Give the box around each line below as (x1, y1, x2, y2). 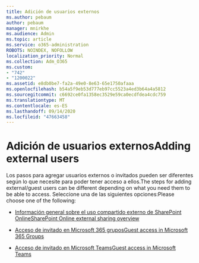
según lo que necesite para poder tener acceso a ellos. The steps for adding (6, 178, 192, 185)
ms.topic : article (6, 36, 52, 42)
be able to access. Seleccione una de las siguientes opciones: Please (6, 191, 175, 198)
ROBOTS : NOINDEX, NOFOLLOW (6, 48, 73, 54)
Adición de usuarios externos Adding (6, 139, 191, 153)
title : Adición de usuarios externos (6, 8, 100, 15)
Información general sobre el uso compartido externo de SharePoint (14, 209, 182, 216)
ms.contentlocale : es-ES (6, 102, 68, 109)
